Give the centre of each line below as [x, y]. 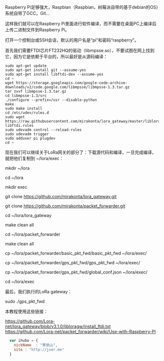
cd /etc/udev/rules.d [27, 113]
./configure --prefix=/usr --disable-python [51, 100]
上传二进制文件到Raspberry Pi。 [37, 30]
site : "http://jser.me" [39, 350]
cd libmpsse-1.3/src [26, 96]
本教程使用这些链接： [26, 311]
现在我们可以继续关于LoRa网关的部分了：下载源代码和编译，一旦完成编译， [81, 152]
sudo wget [15, 117]
